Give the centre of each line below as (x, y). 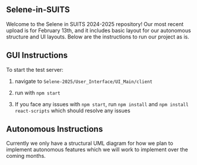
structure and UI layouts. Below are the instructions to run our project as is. (98, 37)
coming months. (26, 156)
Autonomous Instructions (55, 129)
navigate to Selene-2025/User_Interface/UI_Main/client (84, 81)
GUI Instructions (37, 55)
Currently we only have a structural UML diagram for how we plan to (90, 143)
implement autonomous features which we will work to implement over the (97, 150)
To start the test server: (35, 69)
